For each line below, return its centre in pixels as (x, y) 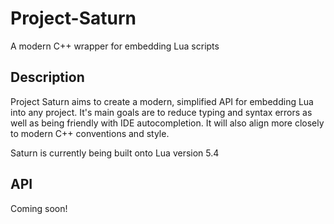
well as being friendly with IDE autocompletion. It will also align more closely (167, 123)
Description (47, 77)
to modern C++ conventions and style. (90, 133)
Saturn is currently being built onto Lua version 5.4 (115, 153)
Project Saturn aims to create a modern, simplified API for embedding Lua (162, 101)
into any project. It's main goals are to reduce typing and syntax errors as (161, 112)
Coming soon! (39, 208)
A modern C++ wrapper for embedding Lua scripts (115, 46)
